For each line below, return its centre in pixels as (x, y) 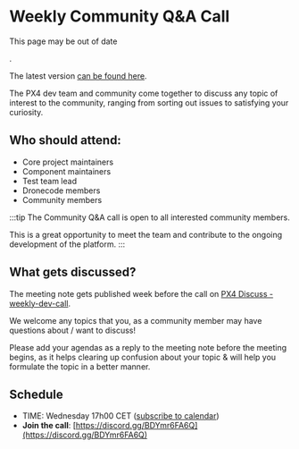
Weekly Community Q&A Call (120, 17)
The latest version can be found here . (78, 76)
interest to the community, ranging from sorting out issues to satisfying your (149, 102)
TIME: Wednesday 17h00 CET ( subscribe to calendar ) (121, 416)
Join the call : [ (49, 426)
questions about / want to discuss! (73, 330)
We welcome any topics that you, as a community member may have (136, 320)
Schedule (37, 394)
